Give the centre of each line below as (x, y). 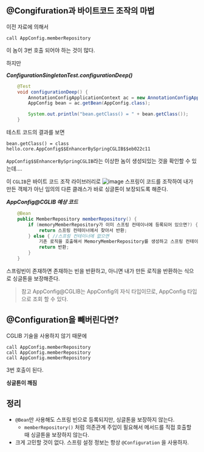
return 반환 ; (54, 248)
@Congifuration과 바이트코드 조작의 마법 (80, 11)
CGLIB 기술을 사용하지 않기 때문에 (46, 336)
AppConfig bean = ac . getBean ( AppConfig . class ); (89, 103)
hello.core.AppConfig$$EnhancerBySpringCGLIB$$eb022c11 (78, 149)
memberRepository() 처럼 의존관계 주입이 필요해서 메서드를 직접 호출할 (108, 427)
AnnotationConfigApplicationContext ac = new (87, 98)
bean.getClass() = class (38, 144)
